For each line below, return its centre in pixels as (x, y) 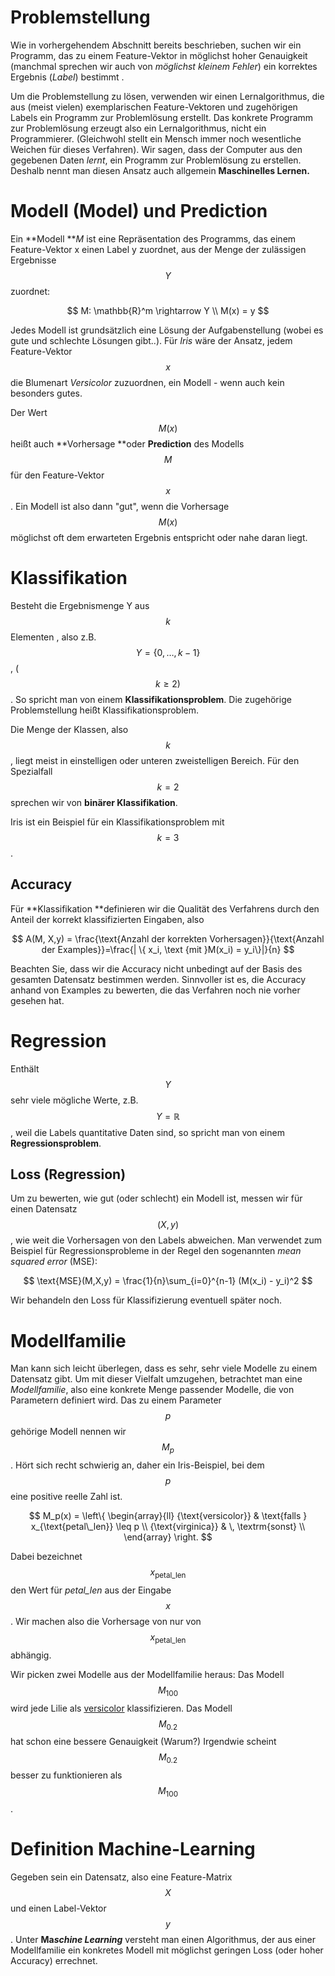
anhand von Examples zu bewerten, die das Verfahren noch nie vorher (155, 990)
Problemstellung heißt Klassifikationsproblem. (104, 710)
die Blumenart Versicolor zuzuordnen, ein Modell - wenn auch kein (147, 382)
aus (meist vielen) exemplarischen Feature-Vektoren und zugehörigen (154, 107)
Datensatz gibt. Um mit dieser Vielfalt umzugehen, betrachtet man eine (156, 1379)
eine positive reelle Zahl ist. (66, 1497)
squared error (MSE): (54, 1262)
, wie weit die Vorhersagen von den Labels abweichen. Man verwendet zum (166, 1240)
